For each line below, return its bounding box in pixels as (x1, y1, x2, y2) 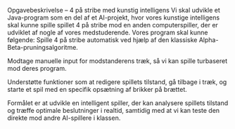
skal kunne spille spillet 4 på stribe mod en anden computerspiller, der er (7, 21, 218, 29)
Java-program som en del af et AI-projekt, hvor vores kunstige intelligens (7, 13, 220, 22)
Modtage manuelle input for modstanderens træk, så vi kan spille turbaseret (7, 57, 228, 65)
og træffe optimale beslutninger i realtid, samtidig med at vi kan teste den (7, 107, 220, 114)
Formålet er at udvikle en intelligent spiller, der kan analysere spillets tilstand (7, 99, 229, 107)
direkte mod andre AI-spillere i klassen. (7, 114, 121, 122)
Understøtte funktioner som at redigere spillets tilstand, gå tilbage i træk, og (7, 78, 227, 86)
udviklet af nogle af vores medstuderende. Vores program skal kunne (7, 28, 209, 36)
